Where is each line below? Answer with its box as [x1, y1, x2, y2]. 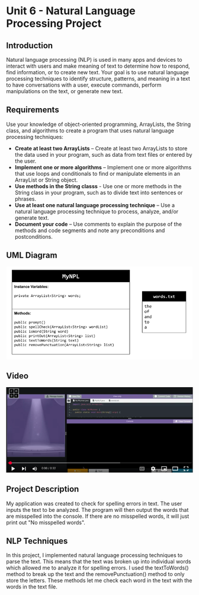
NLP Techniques [6, 536, 68, 546]
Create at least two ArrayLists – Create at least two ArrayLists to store [14, 144, 188, 152]
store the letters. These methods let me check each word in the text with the [6, 577, 192, 584]
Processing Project [6, 17, 102, 30]
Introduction [6, 40, 53, 50]
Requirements [6, 105, 59, 115]
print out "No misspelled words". [6, 518, 86, 526]
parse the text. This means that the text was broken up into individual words [6, 558, 191, 565]
